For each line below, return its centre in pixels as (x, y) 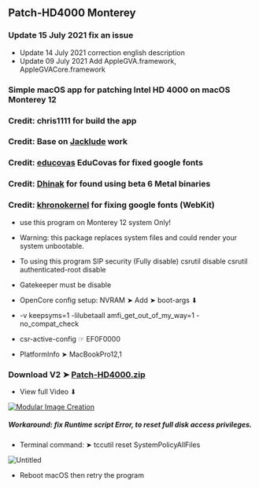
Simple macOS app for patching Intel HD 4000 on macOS (119, 90)
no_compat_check (49, 323)
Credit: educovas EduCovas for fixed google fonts (105, 163)
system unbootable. (52, 246)
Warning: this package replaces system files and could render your (128, 237)
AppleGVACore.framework (63, 69)
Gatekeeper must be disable (65, 285)
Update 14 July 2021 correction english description (102, 52)
